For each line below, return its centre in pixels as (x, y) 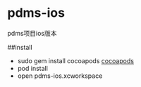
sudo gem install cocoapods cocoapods (75, 60)
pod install (32, 68)
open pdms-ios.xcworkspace (60, 76)
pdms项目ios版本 (32, 33)
